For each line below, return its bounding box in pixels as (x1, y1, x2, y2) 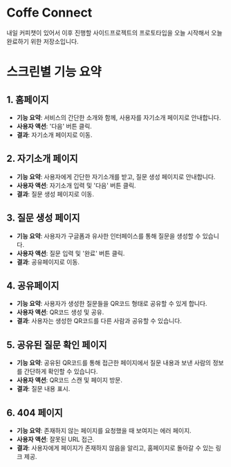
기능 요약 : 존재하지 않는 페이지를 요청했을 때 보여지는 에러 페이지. (16, 427, 192, 434)
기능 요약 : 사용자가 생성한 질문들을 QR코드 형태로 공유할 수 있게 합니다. (16, 300, 207, 308)
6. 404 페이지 (6, 407, 63, 419)
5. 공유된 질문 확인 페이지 (6, 339, 108, 351)
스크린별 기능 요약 (6, 64, 102, 80)
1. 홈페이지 (6, 93, 49, 105)
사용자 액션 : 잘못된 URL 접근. (16, 435, 95, 443)
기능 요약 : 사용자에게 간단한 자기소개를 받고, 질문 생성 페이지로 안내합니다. (16, 172, 216, 181)
